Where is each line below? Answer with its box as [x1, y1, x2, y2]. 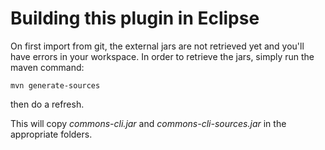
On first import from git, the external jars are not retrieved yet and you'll [10, 40, 305, 52]
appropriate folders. [10, 128, 93, 140]
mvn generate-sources [10, 80, 101, 91]
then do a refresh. [10, 98, 85, 110]
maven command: [10, 61, 85, 73]
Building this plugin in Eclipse [10, 7, 260, 30]
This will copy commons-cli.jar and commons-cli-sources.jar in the [10, 117, 287, 129]
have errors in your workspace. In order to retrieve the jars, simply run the [10, 50, 315, 62]
